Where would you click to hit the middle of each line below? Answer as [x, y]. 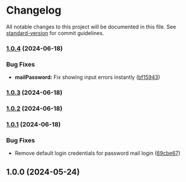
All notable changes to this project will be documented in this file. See [91, 27]
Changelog [34, 10]
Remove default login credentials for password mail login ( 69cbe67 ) [97, 153]
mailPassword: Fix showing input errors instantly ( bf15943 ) [87, 77]
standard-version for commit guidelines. [55, 33]
